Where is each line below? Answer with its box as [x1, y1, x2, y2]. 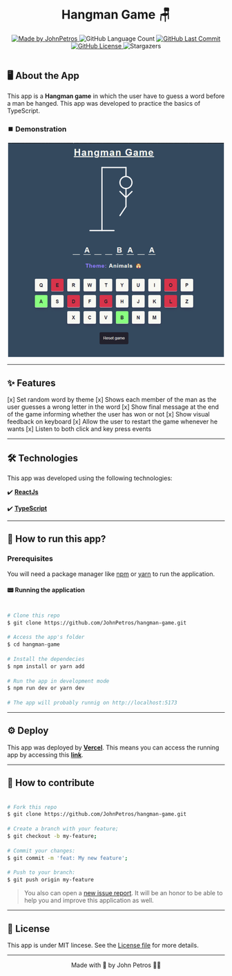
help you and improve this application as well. [23, 897, 154, 905]
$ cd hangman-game [7, 641, 60, 648]
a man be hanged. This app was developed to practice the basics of [7, 99, 201, 107]
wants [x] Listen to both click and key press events [7, 425, 152, 433]
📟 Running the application [7, 586, 85, 594]
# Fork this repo [7, 803, 57, 810]
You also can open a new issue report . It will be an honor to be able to [23, 889, 223, 897]
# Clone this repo [7, 612, 60, 619]
